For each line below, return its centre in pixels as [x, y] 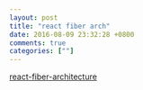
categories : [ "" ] [42, 51]
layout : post [34, 18]
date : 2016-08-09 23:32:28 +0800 [72, 34]
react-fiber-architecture [53, 76]
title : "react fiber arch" [60, 26]
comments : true [38, 43]
